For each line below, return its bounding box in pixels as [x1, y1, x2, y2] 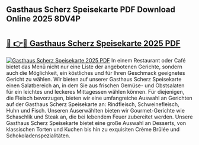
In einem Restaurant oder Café [111, 57, 186, 64]
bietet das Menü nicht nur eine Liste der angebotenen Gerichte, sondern [6, 63, 182, 70]
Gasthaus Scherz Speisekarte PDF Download [6, 5, 176, 15]
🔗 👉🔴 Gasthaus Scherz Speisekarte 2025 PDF [6, 38, 181, 48]
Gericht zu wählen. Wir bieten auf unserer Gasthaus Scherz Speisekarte [6, 76, 182, 83]
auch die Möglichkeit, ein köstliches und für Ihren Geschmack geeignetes [6, 70, 185, 76]
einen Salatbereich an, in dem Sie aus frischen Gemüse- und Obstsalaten [6, 82, 185, 89]
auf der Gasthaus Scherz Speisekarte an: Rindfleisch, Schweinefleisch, [6, 101, 179, 108]
